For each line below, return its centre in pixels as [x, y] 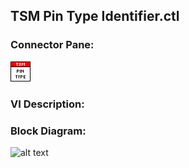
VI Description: [47, 104]
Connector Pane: [52, 45]
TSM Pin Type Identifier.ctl [95, 16]
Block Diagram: [48, 131]
